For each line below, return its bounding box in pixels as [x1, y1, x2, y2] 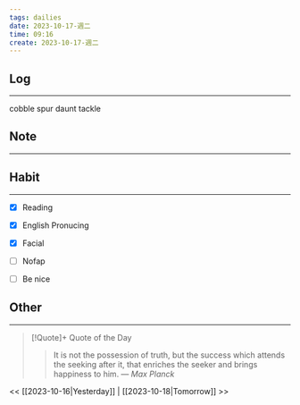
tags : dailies [9, 13, 62, 22]
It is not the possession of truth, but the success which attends [53, 350, 286, 360]
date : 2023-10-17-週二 [9, 21, 91, 30]
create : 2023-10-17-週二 [9, 38, 99, 47]
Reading [21, 202, 54, 213]
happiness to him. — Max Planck [53, 368, 175, 379]
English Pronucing [21, 220, 89, 231]
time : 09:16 [9, 30, 54, 38]
